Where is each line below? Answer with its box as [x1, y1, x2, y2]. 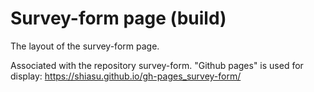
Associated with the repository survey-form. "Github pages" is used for [10, 59, 304, 71]
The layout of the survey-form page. [10, 40, 160, 52]
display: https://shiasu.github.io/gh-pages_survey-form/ [10, 70, 242, 82]
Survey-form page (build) [10, 7, 227, 30]
